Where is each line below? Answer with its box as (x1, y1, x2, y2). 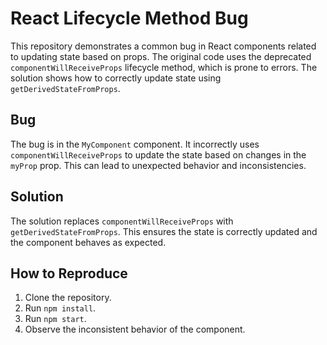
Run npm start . (24, 313, 87, 325)
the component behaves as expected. (10, 236, 167, 248)
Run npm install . (24, 302, 97, 314)
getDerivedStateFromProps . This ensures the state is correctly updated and (10, 225, 318, 237)
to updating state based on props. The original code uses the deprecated (10, 50, 312, 62)
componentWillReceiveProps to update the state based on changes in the (10, 148, 307, 161)
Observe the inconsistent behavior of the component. (24, 323, 246, 336)
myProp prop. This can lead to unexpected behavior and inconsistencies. (10, 159, 307, 171)
